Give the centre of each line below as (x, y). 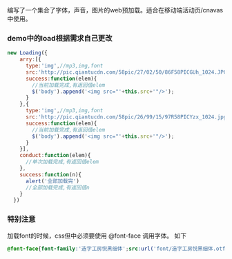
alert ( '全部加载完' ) (52, 181)
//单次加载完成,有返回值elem (62, 162)
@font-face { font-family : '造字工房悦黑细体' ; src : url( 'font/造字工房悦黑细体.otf (116, 249)
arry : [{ (30, 60)
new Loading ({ (28, 53)
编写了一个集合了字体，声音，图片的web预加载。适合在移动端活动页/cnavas (115, 10)
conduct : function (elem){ (55, 156)
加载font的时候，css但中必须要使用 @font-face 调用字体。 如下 (97, 236)
